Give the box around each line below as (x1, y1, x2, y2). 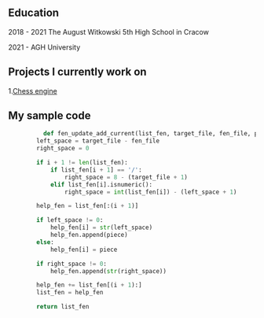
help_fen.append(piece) (49, 231, 128, 239)
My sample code (8, 109, 91, 123)
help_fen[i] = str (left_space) (49, 224, 153, 231)
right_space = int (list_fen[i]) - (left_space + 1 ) (64, 188, 237, 196)
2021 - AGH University (8, 43, 81, 52)
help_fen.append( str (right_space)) (49, 267, 167, 275)
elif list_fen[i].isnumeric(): (49, 180, 153, 188)
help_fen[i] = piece (49, 246, 118, 253)
